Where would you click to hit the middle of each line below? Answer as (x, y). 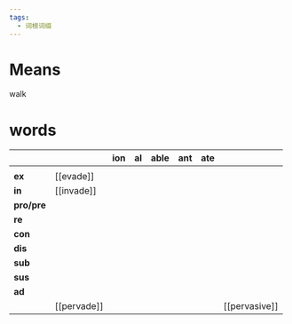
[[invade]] (76, 191)
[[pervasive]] (251, 306)
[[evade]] (75, 177)
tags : (19, 17)
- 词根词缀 (35, 26)
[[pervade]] (79, 306)
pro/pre (30, 205)
